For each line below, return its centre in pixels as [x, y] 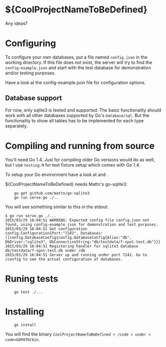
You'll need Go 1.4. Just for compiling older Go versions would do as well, [80, 160]
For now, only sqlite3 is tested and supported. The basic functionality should [83, 110]
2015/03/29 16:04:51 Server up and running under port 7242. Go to [76, 255]
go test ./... [28, 292]
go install [25, 325]
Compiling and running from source [80, 146]
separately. [17, 126]
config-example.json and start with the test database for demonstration [78, 67]
